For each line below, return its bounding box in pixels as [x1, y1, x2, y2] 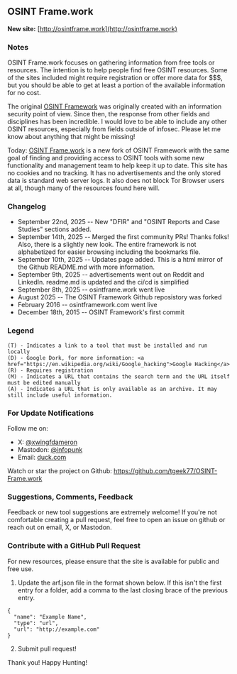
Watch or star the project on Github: [7, 467, 112, 475]
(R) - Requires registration [7, 367, 94, 374]
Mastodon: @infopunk [17, 446, 83, 453]
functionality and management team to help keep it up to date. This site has [7, 161, 228, 170]
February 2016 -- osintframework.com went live [17, 301, 158, 309]
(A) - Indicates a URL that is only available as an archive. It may [7, 385, 218, 392]
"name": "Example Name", [13, 613, 87, 620]
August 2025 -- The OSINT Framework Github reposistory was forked [17, 293, 222, 302]
